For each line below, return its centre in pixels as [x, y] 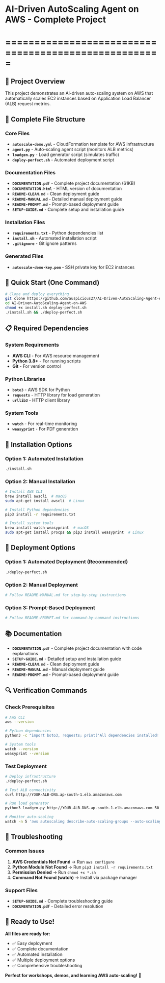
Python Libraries [25, 379]
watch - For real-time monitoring [44, 424]
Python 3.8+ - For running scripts [46, 361]
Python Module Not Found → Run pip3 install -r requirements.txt [82, 867]
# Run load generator [27, 803]
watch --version [22, 749]
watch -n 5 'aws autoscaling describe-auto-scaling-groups [67, 822]
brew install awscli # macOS [36, 496]
